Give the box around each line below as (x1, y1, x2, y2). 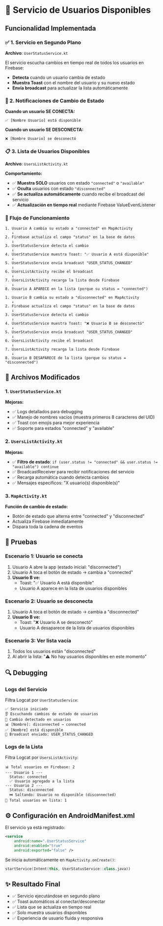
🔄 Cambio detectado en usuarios (5, 717, 71, 722)
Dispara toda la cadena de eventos (12, 524, 83, 530)
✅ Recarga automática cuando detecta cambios (12, 474, 109, 480)
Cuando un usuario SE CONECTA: (5, 109, 75, 115)
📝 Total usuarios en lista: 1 (5, 798, 67, 803)
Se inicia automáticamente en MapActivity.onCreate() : (5, 856, 116, 863)
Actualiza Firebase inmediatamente (12, 518, 84, 525)
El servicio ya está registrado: (5, 824, 65, 831)
